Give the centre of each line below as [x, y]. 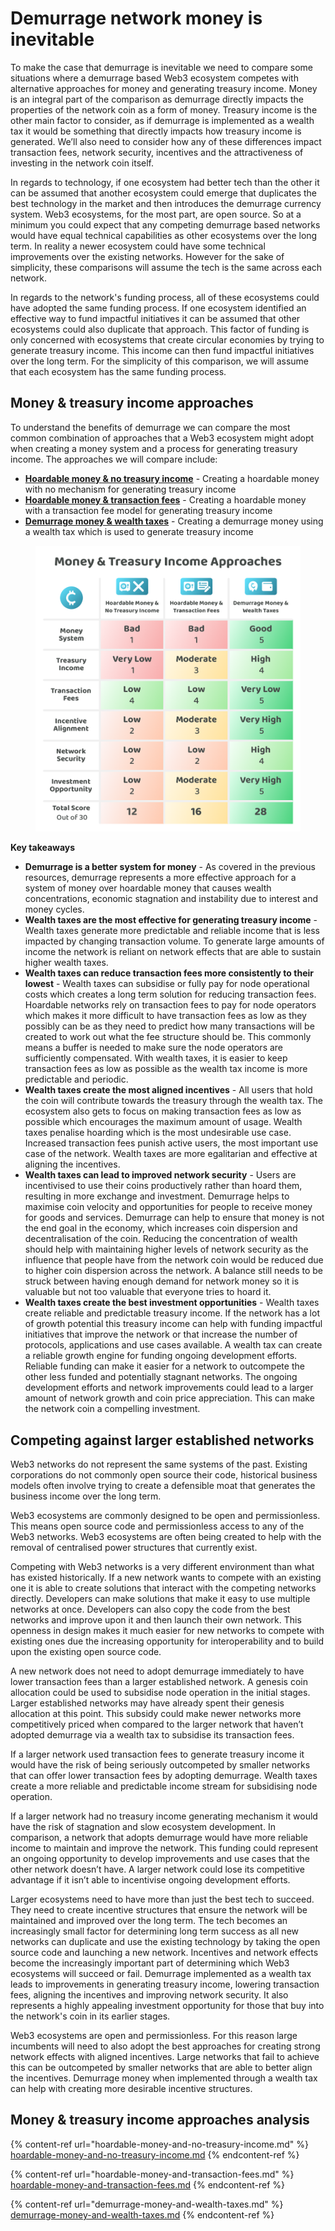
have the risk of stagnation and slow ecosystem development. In [143, 1827]
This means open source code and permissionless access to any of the [157, 1526]
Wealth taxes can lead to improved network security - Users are [160, 1175]
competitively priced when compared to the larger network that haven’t [157, 1724]
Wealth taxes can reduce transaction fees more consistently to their [169, 973]
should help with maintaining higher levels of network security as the [166, 1249]
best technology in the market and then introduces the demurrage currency [166, 203]
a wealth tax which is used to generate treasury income [139, 531]
